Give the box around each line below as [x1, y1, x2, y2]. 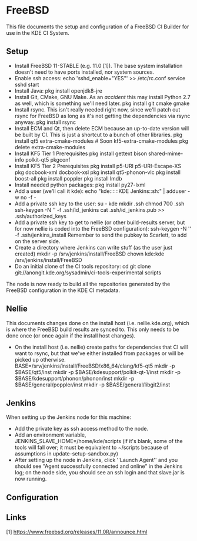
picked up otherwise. [14, 356, 66, 363]
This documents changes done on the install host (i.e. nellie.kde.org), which [6, 319, 190, 326]
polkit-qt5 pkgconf [25, 156, 71, 163]
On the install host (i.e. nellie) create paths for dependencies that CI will [14, 343, 188, 350]
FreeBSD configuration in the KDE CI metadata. [6, 287, 121, 294]
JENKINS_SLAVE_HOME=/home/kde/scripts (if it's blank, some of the [14, 438, 183, 445]
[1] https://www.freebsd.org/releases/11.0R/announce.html [6, 528, 148, 535]
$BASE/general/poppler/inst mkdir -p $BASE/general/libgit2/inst [14, 381, 171, 388]
